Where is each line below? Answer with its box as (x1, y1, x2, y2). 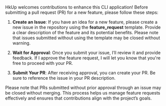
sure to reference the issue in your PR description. (12, 75, 116, 81)
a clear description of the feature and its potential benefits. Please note (12, 30, 159, 35)
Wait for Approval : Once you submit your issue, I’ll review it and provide (12, 50, 161, 55)
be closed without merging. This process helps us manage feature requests (5, 90, 161, 96)
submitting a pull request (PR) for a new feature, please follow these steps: (5, 9, 159, 15)
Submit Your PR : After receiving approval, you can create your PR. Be (12, 70, 156, 76)
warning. (12, 40, 31, 46)
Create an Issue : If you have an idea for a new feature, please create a (12, 19, 158, 25)
